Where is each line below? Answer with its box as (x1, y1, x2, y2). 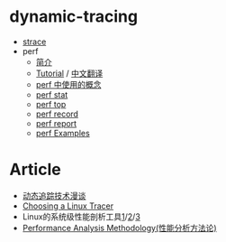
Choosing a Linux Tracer (22, 200, 114, 211)
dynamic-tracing (9, 6, 138, 27)
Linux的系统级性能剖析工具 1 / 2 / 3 (22, 210, 141, 222)
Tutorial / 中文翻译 (35, 68, 104, 79)
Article (9, 160, 61, 180)
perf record (35, 108, 79, 119)
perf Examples (35, 127, 90, 138)
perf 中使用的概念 (35, 79, 102, 89)
